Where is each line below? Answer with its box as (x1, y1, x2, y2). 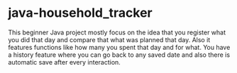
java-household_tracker (8, 5, 153, 21)
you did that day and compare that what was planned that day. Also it (8, 35, 211, 44)
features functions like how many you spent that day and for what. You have (8, 43, 231, 51)
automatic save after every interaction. (8, 58, 121, 66)
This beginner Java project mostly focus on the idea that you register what (8, 28, 226, 36)
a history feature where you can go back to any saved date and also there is (8, 51, 230, 59)
